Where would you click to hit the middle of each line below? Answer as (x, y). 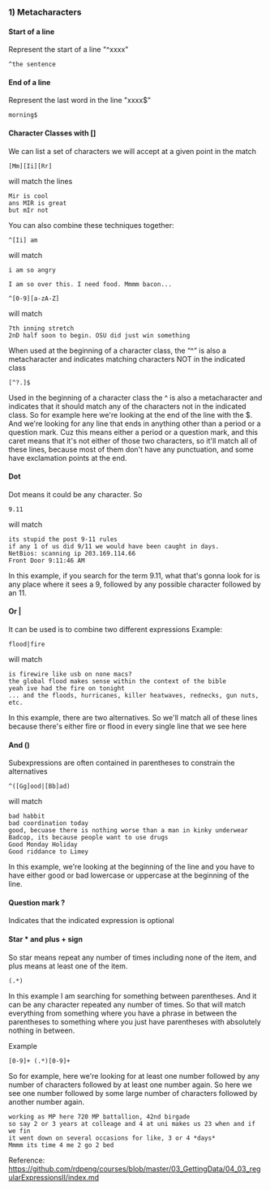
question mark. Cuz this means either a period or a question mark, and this (133, 432)
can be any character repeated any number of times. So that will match (127, 1004)
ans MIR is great (38, 203)
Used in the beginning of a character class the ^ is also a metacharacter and (135, 397)
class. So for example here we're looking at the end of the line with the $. (131, 415)
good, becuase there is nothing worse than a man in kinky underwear (129, 831)
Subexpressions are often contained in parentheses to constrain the (122, 763)
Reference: (27, 1160)
